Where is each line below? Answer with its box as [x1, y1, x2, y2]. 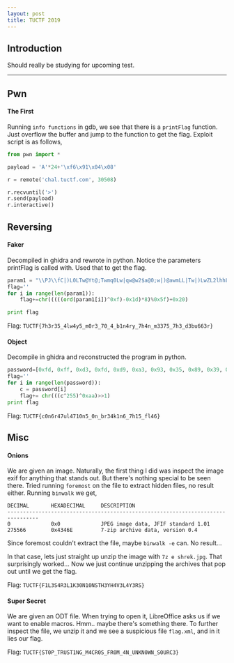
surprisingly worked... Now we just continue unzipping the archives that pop [7, 560, 226, 568]
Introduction [7, 43, 63, 54]
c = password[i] [19, 386, 68, 393]
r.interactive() [7, 201, 54, 209]
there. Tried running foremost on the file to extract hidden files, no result [7, 482, 214, 490]
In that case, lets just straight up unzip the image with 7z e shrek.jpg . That [7, 552, 223, 561]
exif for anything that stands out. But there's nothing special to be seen [7, 474, 211, 482]
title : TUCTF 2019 [7, 17, 61, 24]
